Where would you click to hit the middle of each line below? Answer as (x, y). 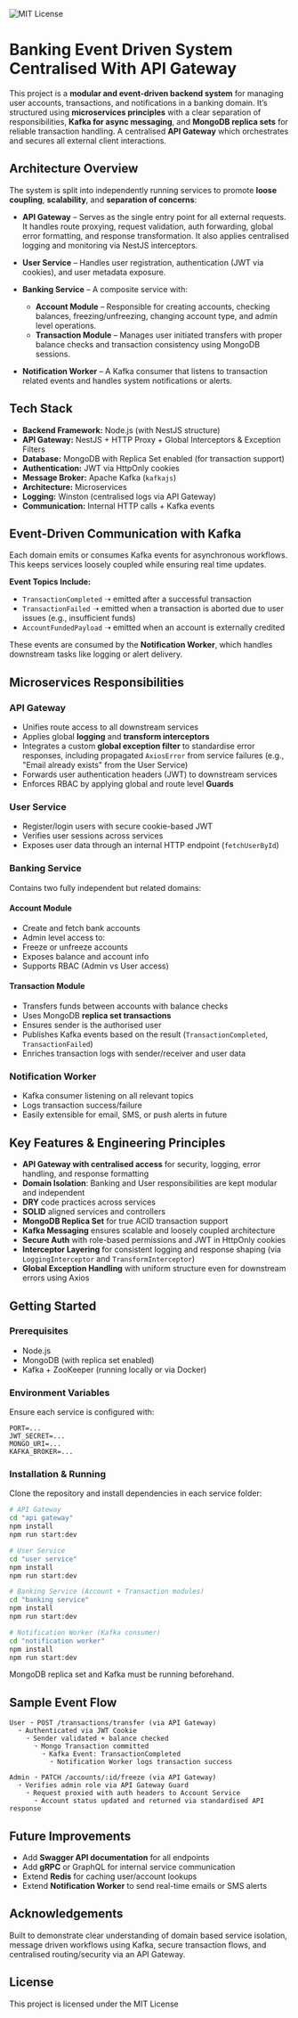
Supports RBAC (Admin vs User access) (95, 966)
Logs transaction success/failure (82, 1106)
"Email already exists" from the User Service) (105, 765)
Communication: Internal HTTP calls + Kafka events (118, 506)
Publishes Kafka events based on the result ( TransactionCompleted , (145, 1034)
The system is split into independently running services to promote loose (143, 190)
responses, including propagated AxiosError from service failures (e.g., (153, 756)
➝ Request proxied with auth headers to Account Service (133, 1793)
